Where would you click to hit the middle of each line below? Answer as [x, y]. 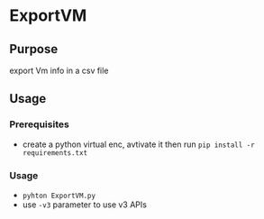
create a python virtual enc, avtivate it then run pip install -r [138, 144]
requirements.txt [55, 153]
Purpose [34, 49]
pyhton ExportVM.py [59, 196]
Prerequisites [39, 124]
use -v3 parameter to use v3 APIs [84, 205]
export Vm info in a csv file [59, 70]
